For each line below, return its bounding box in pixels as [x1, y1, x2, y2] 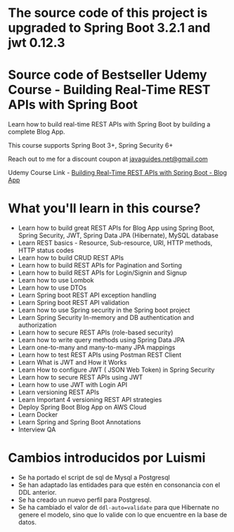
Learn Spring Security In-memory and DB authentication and [18, 313, 194, 322]
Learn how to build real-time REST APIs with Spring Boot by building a [8, 120, 211, 129]
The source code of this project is [8, 5, 208, 21]
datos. [18, 518, 37, 526]
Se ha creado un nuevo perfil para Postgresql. [18, 495, 152, 504]
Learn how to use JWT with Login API [18, 381, 128, 389]
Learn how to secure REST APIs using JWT [18, 373, 143, 382]
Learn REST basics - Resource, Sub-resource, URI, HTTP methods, [18, 239, 213, 247]
